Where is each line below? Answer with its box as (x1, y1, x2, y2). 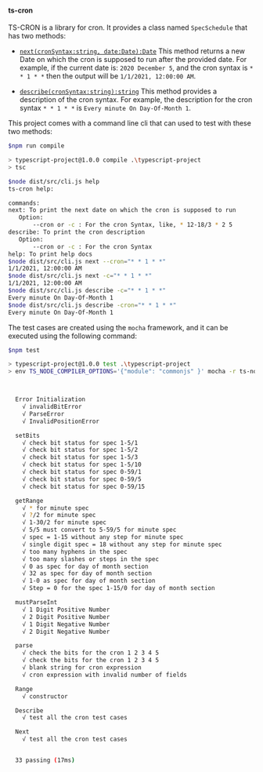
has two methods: (8, 31, 67, 41)
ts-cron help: (8, 184, 55, 193)
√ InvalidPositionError (22, 417, 100, 425)
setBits (15, 432, 41, 439)
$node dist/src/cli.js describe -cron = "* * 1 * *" (8, 301, 177, 309)
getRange (15, 497, 44, 504)
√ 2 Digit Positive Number (22, 613, 110, 621)
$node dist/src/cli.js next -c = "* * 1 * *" (8, 272, 153, 280)
